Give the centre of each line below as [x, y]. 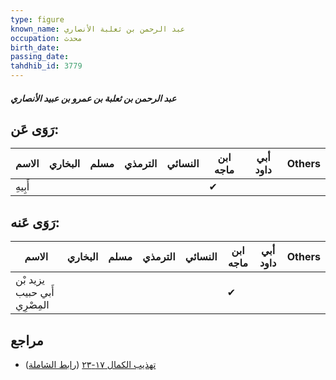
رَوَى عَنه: [35, 222]
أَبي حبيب [35, 293]
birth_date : [35, 47]
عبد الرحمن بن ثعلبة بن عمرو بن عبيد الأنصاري [93, 98]
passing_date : [40, 57]
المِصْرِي [32, 305]
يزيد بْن [30, 280]
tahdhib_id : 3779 [46, 66]
